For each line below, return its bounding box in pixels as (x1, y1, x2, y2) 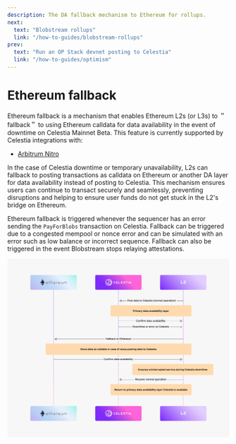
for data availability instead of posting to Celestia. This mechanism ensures (7, 178, 225, 186)
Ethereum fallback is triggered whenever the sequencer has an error (7, 214, 206, 222)
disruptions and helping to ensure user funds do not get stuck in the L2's (7, 193, 219, 201)
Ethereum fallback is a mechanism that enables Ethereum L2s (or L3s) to (7, 112, 218, 120)
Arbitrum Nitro (17, 149, 60, 158)
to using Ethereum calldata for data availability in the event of (37, 120, 216, 128)
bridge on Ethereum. (7, 200, 67, 209)
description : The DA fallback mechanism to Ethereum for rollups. (7, 11, 206, 18)
